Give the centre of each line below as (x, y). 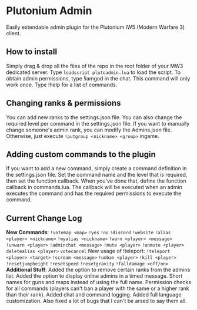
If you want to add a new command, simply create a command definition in (96, 169)
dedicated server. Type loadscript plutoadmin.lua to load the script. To (94, 72)
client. (14, 33)
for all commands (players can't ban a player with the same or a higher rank (98, 288)
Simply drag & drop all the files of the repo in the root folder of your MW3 (95, 66)
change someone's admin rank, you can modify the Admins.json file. (89, 130)
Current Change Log (44, 218)
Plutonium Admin (49, 11)
